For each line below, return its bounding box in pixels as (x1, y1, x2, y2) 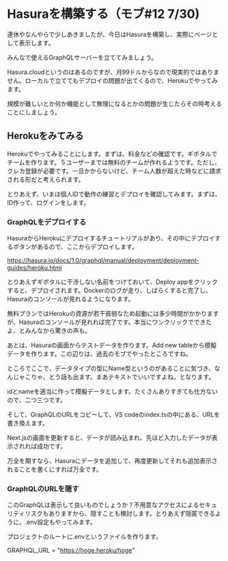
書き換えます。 (7, 419, 49, 427)
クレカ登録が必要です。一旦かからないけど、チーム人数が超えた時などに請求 (7, 166, 222, 175)
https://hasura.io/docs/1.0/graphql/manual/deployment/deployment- (7, 256, 199, 264)
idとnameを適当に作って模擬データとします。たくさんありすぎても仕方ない (7, 388, 218, 396)
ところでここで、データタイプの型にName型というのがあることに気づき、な (7, 364, 220, 373)
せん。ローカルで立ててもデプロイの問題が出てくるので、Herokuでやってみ (7, 76, 218, 84)
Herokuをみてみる (7, 130, 84, 142)
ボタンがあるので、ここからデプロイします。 (12, 242, 139, 251)
